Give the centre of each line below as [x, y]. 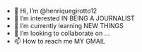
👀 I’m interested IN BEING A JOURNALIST [75, 18]
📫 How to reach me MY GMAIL [60, 41]
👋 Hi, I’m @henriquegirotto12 [55, 11]
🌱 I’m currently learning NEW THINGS [69, 26]
